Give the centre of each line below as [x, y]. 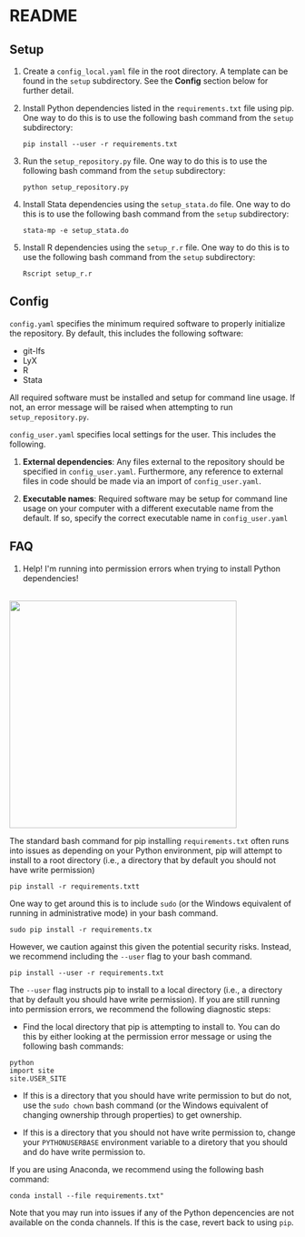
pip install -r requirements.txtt [75, 886]
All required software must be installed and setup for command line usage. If [152, 397]
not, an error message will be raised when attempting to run [121, 407]
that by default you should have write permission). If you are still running [145, 999]
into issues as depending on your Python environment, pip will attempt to [146, 850]
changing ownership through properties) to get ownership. [132, 1114]
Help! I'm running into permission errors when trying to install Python [152, 568]
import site [32, 1071]
